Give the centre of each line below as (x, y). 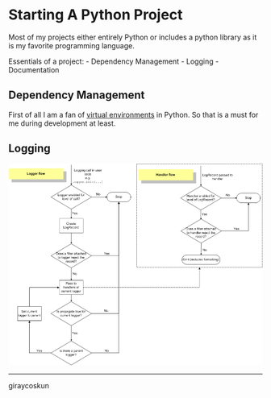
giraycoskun (29, 385)
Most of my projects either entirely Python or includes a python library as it (133, 37)
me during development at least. (62, 123)
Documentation (34, 69)
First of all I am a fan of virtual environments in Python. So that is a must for (133, 114)
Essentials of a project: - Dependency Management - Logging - (114, 61)
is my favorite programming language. (71, 45)
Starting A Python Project (96, 15)
